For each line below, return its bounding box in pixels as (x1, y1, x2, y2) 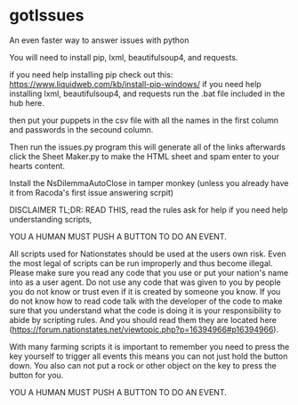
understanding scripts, (9, 214, 93, 224)
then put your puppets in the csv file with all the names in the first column (9, 115, 278, 126)
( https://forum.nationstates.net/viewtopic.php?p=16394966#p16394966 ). (9, 324, 278, 335)
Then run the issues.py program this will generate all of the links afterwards (9, 142, 286, 152)
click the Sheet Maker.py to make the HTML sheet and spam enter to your (9, 150, 280, 161)
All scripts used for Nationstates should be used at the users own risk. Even (9, 248, 286, 259)
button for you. (9, 369, 64, 380)
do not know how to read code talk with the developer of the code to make (9, 296, 283, 306)
